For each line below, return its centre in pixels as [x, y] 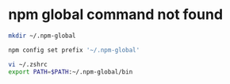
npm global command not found [116, 15]
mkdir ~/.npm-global [42, 36]
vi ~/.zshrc [28, 64]
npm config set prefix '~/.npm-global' [74, 50]
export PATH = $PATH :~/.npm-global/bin [71, 72]
